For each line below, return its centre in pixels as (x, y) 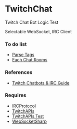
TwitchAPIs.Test (28, 116)
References (19, 72)
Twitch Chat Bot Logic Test (32, 22)
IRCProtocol (24, 106)
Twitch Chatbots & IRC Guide (41, 83)
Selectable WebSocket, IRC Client (38, 31)
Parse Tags (23, 55)
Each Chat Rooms (30, 60)
